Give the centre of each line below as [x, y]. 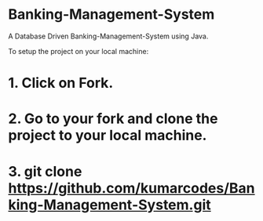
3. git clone [45, 171]
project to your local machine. [108, 136]
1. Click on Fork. [61, 83]
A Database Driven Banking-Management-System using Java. [108, 36]
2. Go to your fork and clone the [113, 119]
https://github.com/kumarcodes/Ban [131, 188]
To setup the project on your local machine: [79, 51]
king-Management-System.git [110, 205]
